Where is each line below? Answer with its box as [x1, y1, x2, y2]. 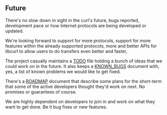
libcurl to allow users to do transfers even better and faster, [5, 48, 128, 54]
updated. [5, 27, 24, 34]
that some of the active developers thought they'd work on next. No [5, 83, 145, 89]
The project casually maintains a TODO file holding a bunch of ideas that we [5, 57, 162, 64]
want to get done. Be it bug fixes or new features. [5, 103, 108, 109]
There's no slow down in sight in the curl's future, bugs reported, [5, 17, 139, 23]
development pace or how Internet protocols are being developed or [5, 22, 146, 28]
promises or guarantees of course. [5, 88, 77, 94]
